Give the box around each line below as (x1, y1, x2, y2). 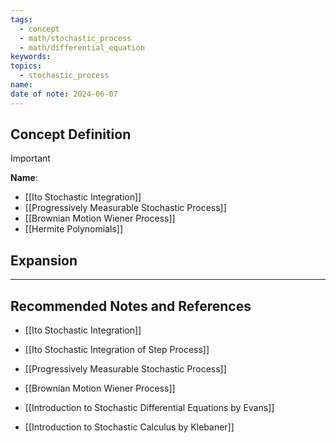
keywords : (10, 52, 52, 62)
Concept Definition (10, 126, 132, 143)
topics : (10, 61, 43, 71)
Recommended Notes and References (10, 297, 252, 315)
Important (10, 152, 51, 165)
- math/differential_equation (19, 42, 145, 53)
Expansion (10, 252, 78, 269)
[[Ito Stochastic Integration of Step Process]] (24, 344, 210, 356)
